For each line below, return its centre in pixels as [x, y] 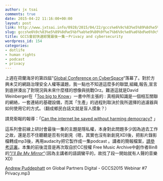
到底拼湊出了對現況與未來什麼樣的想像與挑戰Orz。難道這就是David [72, 90]
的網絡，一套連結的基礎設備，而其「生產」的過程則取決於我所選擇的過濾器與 [81, 102]
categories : [17, 46]
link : [10, 28]
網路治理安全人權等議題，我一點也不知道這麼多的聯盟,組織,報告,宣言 [90, 84]
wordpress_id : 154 [24, 41]
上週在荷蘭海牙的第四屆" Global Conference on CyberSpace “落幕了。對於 [78, 78]
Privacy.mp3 [17, 173]
